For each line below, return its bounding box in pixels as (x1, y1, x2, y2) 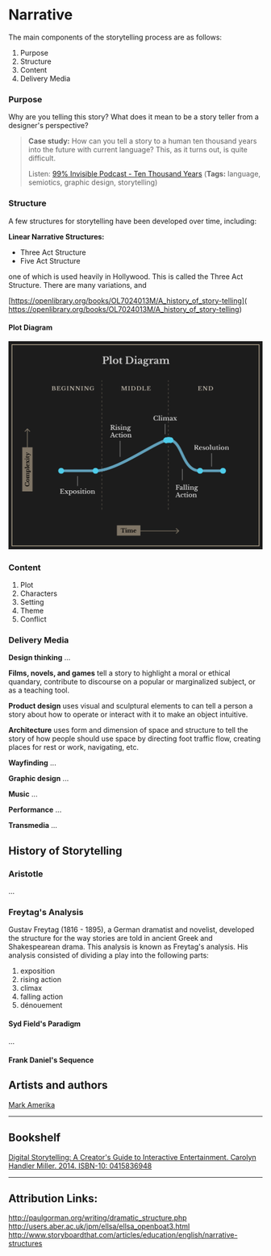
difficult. (27, 153, 56, 163)
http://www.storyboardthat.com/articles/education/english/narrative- (8, 1230, 238, 1240)
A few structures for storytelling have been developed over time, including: (8, 216, 256, 226)
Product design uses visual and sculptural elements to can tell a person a (8, 701, 253, 711)
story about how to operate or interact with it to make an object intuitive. (8, 709, 248, 719)
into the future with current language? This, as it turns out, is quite (27, 145, 248, 155)
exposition (19, 966, 55, 976)
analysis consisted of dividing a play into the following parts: (8, 950, 210, 960)
